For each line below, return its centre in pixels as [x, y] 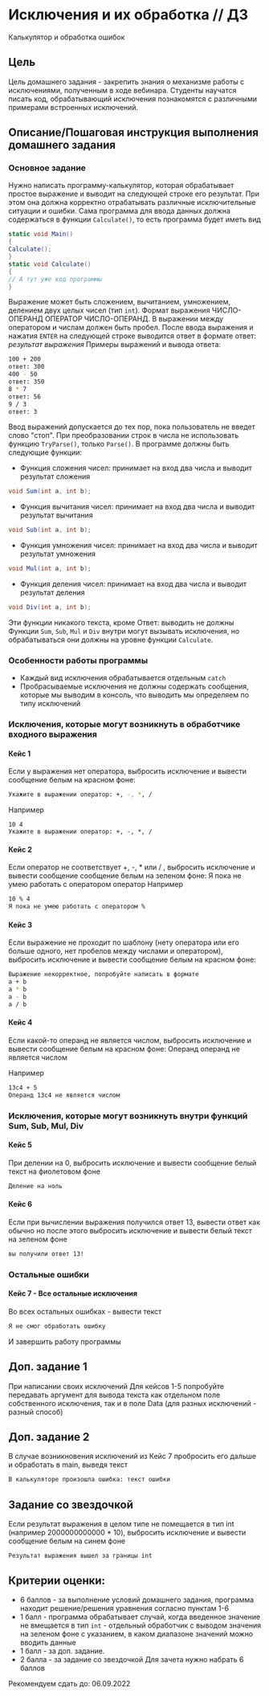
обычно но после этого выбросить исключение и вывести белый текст [130, 1230]
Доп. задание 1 [48, 1367]
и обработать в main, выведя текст [68, 1465]
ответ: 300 [26, 367]
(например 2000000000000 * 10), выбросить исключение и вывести [127, 1533]
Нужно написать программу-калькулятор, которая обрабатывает [121, 186]
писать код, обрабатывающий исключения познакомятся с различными [132, 99]
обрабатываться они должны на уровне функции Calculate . [111, 640]
